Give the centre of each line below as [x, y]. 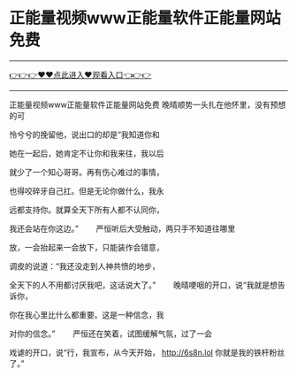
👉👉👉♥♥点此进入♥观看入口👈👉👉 [80, 74]
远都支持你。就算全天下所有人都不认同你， [87, 210]
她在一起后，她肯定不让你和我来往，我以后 [87, 153]
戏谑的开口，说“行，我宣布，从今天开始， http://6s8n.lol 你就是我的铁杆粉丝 [147, 352]
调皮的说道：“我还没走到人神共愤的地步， [85, 265]
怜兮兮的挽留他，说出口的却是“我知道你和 [85, 135]
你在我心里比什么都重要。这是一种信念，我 [87, 314]
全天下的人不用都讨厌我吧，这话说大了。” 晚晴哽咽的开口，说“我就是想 [144, 285]
